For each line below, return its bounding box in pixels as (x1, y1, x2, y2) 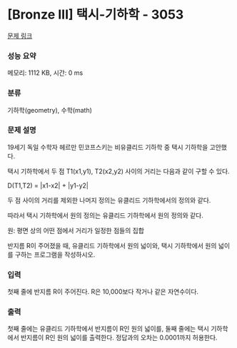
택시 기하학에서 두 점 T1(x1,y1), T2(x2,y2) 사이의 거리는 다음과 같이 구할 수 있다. (7, 167, 230, 175)
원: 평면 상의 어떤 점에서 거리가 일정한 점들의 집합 (7, 226, 145, 235)
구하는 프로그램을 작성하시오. (14, 250, 96, 259)
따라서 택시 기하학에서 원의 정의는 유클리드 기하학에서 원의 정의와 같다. (7, 211, 203, 220)
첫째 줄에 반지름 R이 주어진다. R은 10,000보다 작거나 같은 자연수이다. (7, 287, 198, 296)
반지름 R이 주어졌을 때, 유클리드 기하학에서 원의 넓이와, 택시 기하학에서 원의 (7, 241, 217, 250)
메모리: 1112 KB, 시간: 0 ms (7, 68, 84, 77)
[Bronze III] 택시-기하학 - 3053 (7, 6, 184, 23)
